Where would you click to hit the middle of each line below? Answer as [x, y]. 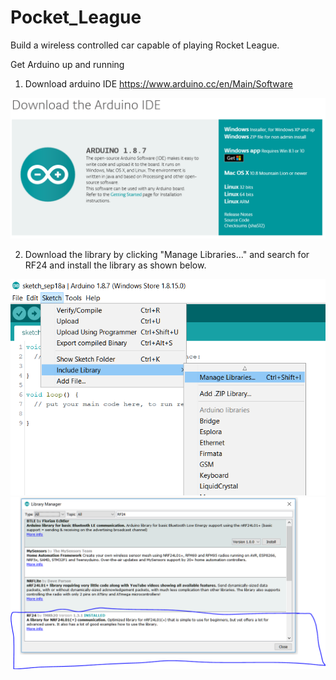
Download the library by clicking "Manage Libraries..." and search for [167, 255]
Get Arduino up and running [67, 64]
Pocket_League [76, 17]
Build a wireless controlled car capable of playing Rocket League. [145, 45]
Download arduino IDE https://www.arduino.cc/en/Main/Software [158, 83]
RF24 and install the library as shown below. [115, 265]
